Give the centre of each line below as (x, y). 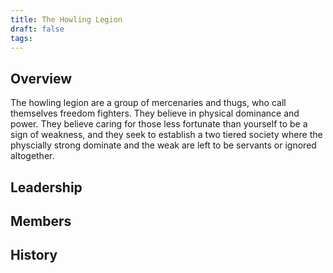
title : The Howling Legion (66, 19)
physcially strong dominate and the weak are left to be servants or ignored (163, 145)
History (34, 255)
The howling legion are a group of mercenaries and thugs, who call (148, 103)
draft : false (37, 29)
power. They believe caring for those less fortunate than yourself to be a (159, 124)
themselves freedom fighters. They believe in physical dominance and (155, 113)
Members (41, 221)
